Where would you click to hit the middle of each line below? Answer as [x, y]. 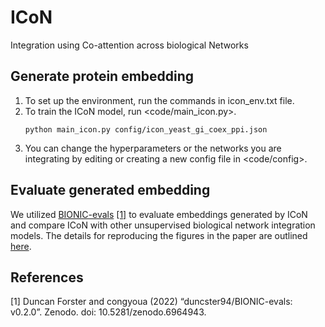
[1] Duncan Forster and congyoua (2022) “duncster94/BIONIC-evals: [151, 302]
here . [21, 246]
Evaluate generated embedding [110, 190]
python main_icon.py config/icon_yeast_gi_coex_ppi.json [146, 129]
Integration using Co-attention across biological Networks [129, 45]
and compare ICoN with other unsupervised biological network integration [163, 225]
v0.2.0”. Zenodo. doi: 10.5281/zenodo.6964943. [108, 312]
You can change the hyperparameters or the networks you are [153, 148]
